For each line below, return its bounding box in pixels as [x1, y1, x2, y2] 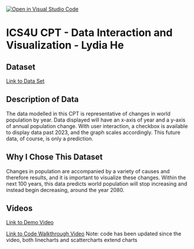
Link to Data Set [6, 78, 45, 85]
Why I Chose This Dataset [6, 152, 103, 162]
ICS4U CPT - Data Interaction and [6, 26, 173, 39]
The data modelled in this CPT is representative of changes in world [6, 110, 170, 117]
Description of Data [6, 95, 79, 105]
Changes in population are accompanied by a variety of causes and [6, 167, 170, 174]
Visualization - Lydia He [6, 39, 125, 52]
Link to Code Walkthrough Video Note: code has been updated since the [6, 230, 182, 237]
